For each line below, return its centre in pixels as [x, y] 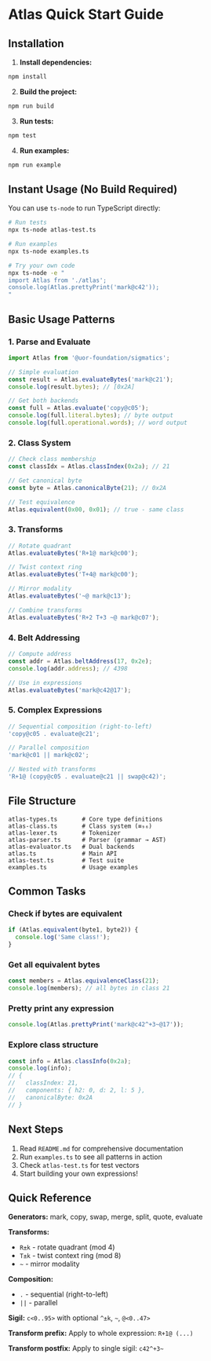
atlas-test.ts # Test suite [66, 860]
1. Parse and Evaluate [49, 342]
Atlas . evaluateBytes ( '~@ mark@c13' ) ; [70, 596]
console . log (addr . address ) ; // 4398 [68, 668]
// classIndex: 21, [44, 1083]
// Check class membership [52, 459]
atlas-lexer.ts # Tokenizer [65, 833]
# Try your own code [42, 265]
